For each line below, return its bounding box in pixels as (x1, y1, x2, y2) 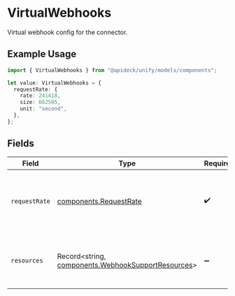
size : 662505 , (20, 99, 61, 106)
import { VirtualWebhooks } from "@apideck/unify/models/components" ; (7, 66, 218, 74)
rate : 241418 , (20, 92, 61, 99)
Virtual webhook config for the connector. (7, 28, 128, 36)
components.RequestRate (57, 196, 142, 206)
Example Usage (7, 48, 77, 60)
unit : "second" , (20, 105, 68, 112)
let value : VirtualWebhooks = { (7, 79, 101, 87)
